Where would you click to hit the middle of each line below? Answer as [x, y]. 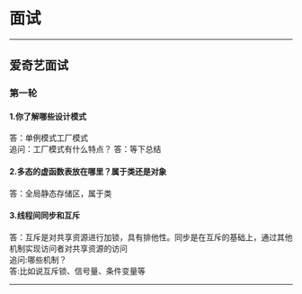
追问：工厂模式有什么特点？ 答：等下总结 [85, 149]
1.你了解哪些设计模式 [48, 116]
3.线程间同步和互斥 [45, 216]
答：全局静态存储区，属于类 [61, 193]
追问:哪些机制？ [38, 259]
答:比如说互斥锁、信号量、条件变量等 [78, 271]
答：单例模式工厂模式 [49, 138]
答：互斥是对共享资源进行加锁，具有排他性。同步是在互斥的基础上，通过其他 [151, 237]
